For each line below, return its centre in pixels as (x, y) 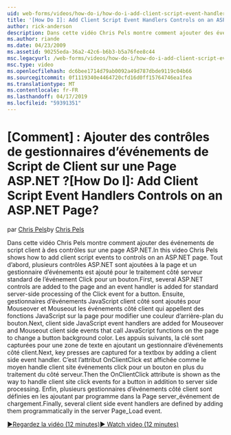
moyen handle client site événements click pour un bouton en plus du (106, 367)
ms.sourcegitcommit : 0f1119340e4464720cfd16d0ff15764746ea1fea (100, 77)
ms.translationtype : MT (41, 84)
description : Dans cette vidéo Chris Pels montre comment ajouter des (110, 33)
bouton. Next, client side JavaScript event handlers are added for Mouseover (115, 323)
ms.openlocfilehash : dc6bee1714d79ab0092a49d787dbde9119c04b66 (100, 71)
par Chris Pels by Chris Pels (46, 229)
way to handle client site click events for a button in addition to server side (112, 381)
